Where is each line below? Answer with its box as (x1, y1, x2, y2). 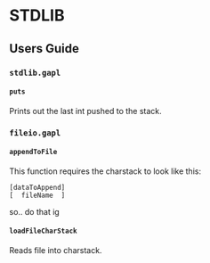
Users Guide (9, 41, 80, 56)
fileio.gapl (9, 127, 61, 138)
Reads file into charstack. (9, 245, 102, 256)
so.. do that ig (9, 206, 60, 217)
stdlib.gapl (9, 68, 61, 78)
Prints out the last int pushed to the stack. (9, 105, 162, 116)
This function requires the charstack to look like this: (9, 166, 202, 177)
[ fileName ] (9, 191, 66, 200)
